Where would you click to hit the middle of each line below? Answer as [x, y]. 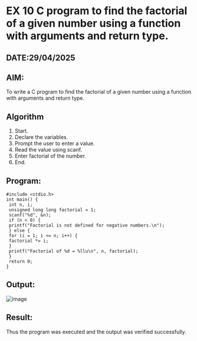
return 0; [21, 262]
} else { [19, 231]
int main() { [22, 200]
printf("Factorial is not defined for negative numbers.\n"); [87, 225]
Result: [19, 318]
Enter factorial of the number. [50, 156]
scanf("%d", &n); [30, 215]
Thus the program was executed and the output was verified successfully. [96, 332]
